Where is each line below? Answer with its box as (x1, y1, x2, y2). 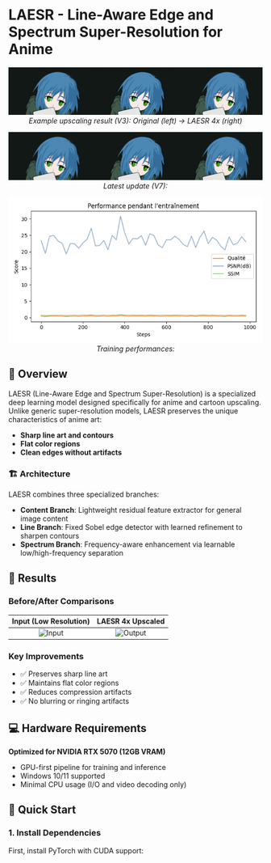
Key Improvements (8, 650, 85, 662)
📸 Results (8, 572, 56, 586)
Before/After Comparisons (8, 596, 115, 607)
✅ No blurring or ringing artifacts (19, 696, 130, 706)
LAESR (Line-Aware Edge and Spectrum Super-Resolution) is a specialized (8, 388, 256, 398)
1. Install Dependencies (8, 827, 102, 839)
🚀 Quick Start (8, 803, 77, 817)
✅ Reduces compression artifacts (19, 687, 132, 697)
